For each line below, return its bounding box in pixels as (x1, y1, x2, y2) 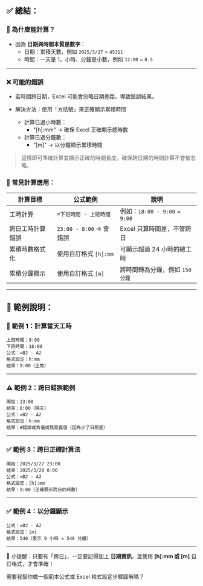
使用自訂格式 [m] (57, 269, 105, 278)
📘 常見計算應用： (6, 178, 56, 187)
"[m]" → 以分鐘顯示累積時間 (33, 141, 103, 148)
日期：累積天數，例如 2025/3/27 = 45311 (24, 48, 123, 55)
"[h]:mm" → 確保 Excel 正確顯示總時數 (33, 126, 128, 133)
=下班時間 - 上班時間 (57, 211, 111, 218)
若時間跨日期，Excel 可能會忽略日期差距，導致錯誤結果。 (14, 93, 158, 100)
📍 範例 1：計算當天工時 (6, 322, 72, 330)
